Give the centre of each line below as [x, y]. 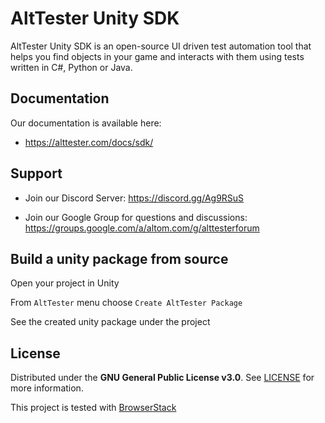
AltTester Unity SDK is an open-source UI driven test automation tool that [161, 46]
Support [36, 173]
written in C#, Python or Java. [71, 67]
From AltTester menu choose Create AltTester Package [126, 303]
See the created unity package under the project [110, 322]
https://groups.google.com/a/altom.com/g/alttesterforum [142, 228]
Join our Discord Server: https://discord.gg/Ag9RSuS [134, 198]
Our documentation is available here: [86, 123]
